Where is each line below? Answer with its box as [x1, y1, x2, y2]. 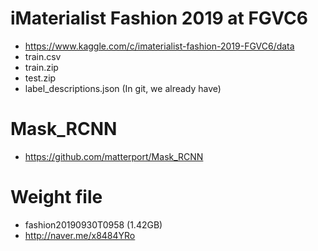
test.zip [24, 72, 57, 84]
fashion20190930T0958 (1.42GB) [24, 218, 163, 231]
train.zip [24, 61, 59, 73]
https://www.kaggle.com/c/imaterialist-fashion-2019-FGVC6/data [24, 40, 295, 52]
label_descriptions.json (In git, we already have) [24, 82, 222, 94]
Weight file [10, 186, 103, 209]
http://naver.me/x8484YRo [24, 229, 136, 241]
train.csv [24, 50, 62, 62]
